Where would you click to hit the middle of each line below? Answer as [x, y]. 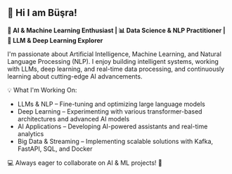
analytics [31, 133]
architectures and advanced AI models [73, 119]
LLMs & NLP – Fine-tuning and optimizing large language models [111, 104]
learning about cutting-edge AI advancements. [75, 76]
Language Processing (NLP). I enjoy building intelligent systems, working [113, 61]
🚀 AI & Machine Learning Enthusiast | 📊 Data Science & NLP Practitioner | [117, 30]
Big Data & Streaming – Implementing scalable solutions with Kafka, [115, 141]
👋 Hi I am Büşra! [42, 13]
